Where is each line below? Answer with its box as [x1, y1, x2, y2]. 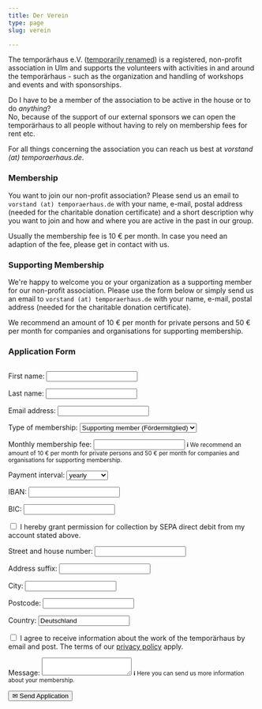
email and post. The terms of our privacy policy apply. [8, 642, 184, 651]
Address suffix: [8, 563, 58, 574]
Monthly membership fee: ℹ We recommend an [8, 440, 242, 449]
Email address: [8, 406, 57, 415]
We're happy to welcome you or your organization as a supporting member [8, 277, 253, 286]
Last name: [8, 389, 45, 398]
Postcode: [8, 598, 42, 608]
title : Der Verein [8, 11, 69, 20]
